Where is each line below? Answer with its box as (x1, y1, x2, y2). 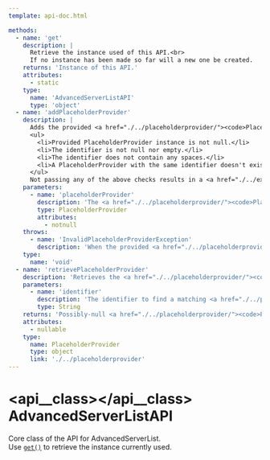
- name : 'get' (15, 34, 63, 42)
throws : (22, 228, 48, 236)
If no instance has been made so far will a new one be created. (29, 56, 253, 64)
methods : (8, 26, 38, 35)
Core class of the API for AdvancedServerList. (8, 433, 162, 443)
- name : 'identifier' (29, 288, 103, 296)
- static (29, 78, 59, 87)
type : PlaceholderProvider (37, 206, 128, 214)
